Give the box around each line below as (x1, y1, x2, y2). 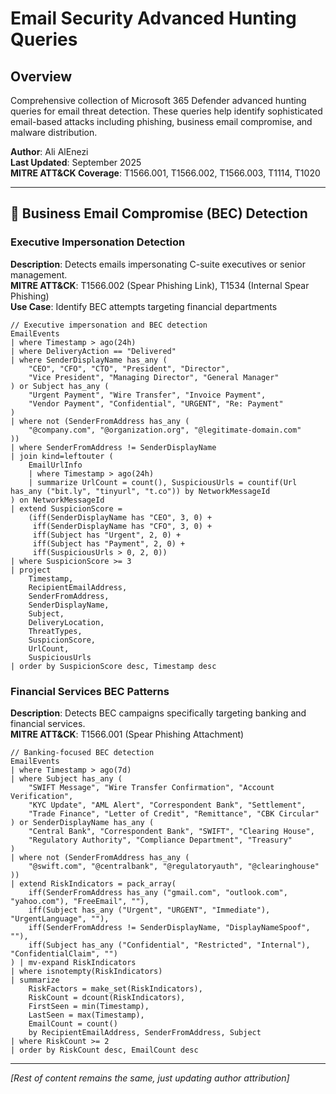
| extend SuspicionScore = (10, 503, 123, 514)
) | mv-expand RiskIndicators (10, 957, 137, 967)
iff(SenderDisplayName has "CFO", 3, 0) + (32, 521, 213, 531)
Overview (10, 68, 73, 85)
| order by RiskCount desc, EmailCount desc (10, 1045, 199, 1055)
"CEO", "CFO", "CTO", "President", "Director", (28, 363, 230, 374)
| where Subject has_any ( (10, 773, 123, 784)
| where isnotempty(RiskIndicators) (10, 966, 163, 976)
